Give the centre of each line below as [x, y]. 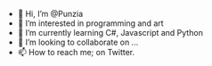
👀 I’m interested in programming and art [90, 23]
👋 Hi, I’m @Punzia [50, 14]
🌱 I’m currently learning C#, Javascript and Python [110, 33]
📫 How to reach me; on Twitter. [76, 52]
